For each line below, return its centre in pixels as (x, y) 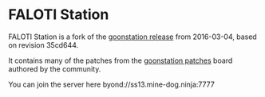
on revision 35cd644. (44, 45)
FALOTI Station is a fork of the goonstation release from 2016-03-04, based (132, 37)
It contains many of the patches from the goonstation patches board (121, 60)
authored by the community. (55, 68)
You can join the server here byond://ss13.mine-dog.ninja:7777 (112, 84)
